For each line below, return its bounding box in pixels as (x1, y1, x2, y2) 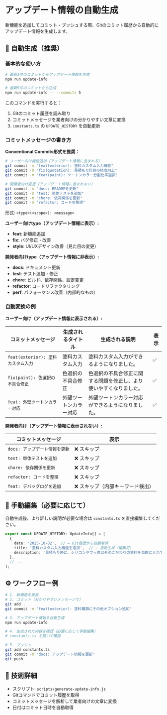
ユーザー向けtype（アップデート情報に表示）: (5, 220, 99, 227)
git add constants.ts (5, 647, 50, 652)
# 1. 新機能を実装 (5, 593, 39, 597)
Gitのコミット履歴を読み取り (12, 111, 71, 117)
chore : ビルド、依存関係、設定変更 (12, 277, 84, 283)
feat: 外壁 (7, 399, 32, 405)
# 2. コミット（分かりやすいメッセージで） (5, 597, 83, 602)
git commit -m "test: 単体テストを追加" (5, 191, 84, 196)
